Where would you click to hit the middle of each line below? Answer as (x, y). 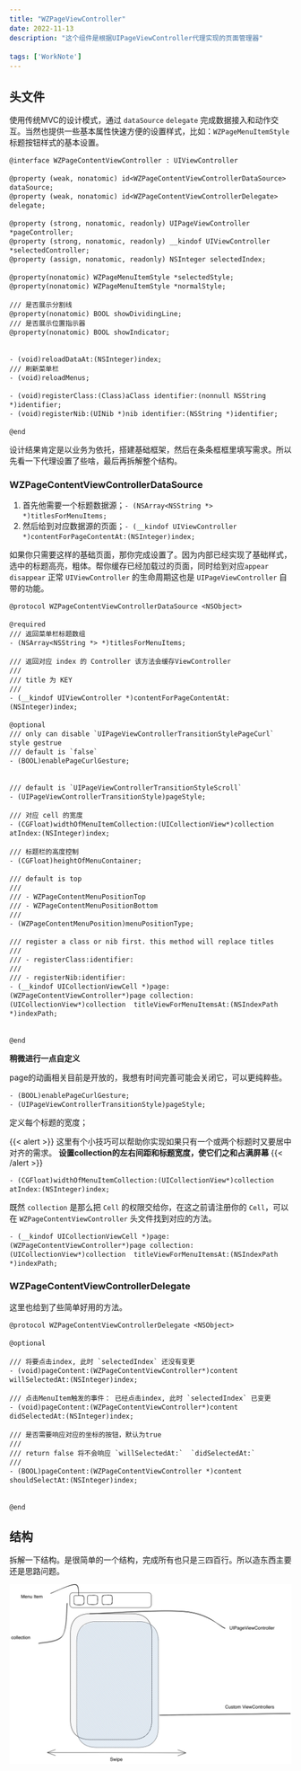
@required (28, 624)
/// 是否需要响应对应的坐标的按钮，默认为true (86, 1435)
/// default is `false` (54, 752)
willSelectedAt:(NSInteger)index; (74, 1379)
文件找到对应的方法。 (177, 1218)
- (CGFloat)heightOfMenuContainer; (76, 861)
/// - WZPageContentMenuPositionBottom (84, 906)
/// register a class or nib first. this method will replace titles (142, 942)
